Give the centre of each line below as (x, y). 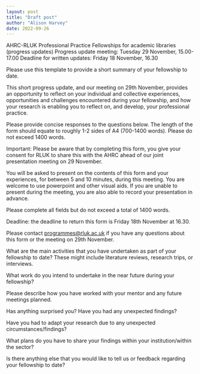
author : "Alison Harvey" (37, 23)
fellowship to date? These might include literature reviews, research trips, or (100, 257)
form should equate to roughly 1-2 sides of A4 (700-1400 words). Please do (99, 131)
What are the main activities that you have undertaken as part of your (91, 251)
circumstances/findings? (36, 329)
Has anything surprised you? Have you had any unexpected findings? (92, 311)
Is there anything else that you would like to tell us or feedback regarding (96, 358)
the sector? (20, 347)
